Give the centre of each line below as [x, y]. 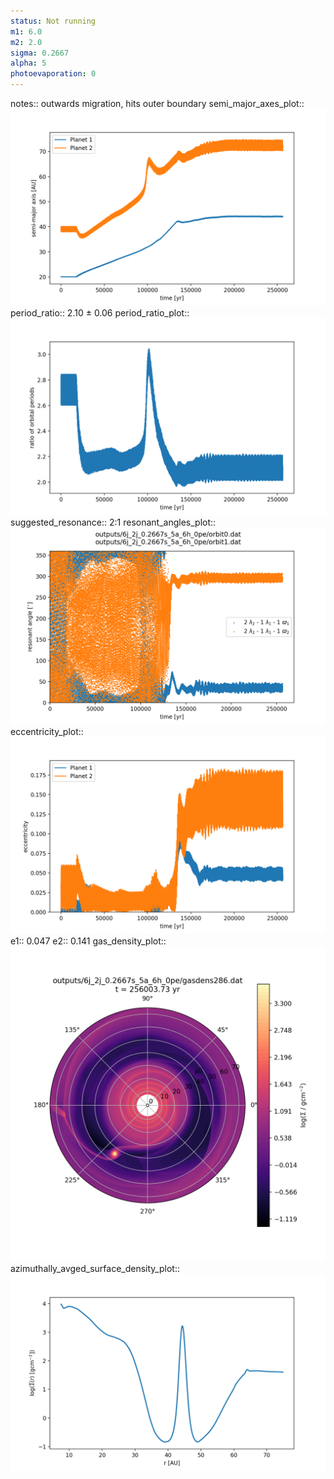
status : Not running [53, 21]
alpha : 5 [28, 63]
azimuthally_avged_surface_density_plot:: [95, 1268]
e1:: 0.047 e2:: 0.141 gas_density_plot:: [88, 941]
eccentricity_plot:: [47, 731]
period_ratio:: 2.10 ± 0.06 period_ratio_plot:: [100, 313]
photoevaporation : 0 [53, 74]
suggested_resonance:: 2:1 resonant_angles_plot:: [113, 522]
